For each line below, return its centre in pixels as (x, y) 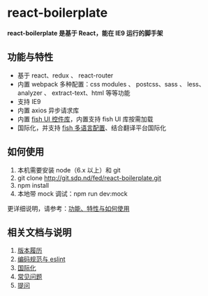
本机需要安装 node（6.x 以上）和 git (69, 170)
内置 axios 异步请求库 (48, 110)
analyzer (30, 93)
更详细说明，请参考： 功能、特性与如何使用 (68, 208)
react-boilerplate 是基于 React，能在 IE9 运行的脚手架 (85, 33)
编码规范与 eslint (41, 259)
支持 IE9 (29, 101)
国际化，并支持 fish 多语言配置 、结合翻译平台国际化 (91, 128)
